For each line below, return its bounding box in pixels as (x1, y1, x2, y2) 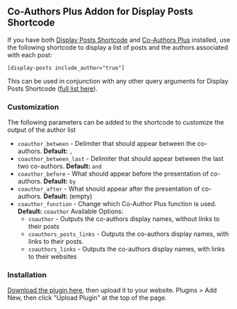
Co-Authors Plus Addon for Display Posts (7, 6, 193, 18)
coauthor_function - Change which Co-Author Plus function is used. (17, 200, 217, 208)
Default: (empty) (43, 192, 93, 201)
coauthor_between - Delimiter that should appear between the (17, 140, 196, 148)
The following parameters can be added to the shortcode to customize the (7, 118, 224, 127)
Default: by (43, 177, 76, 186)
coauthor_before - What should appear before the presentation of (17, 169, 209, 178)
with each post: (7, 50, 52, 59)
